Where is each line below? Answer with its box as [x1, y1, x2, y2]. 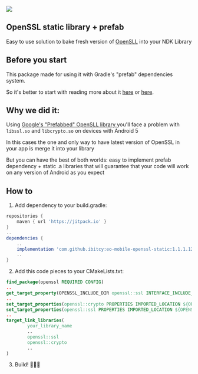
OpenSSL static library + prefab [6, 22, 124, 32]
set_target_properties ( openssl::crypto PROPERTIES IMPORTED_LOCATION [6, 301, 181, 307]
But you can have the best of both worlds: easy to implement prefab [6, 156, 171, 163]
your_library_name [27, 323, 72, 329]
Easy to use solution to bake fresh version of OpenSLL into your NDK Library [6, 38, 192, 45]
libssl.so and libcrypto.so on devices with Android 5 [6, 127, 138, 134]
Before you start [6, 55, 67, 65]
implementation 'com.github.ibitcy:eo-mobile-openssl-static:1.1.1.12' [16, 246, 196, 252]
